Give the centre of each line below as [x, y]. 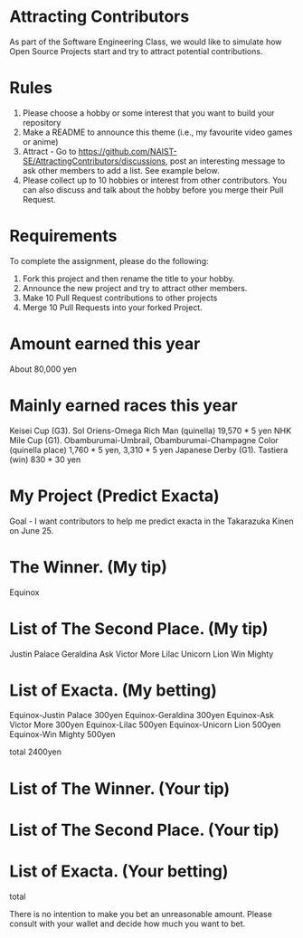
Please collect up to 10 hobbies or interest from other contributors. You [155, 180]
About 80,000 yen [43, 369]
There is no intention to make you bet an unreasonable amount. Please [141, 914]
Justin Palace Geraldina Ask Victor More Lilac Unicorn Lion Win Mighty [142, 654]
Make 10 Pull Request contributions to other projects [120, 298]
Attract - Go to [49, 151]
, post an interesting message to [225, 161]
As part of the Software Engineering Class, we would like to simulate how [146, 42]
